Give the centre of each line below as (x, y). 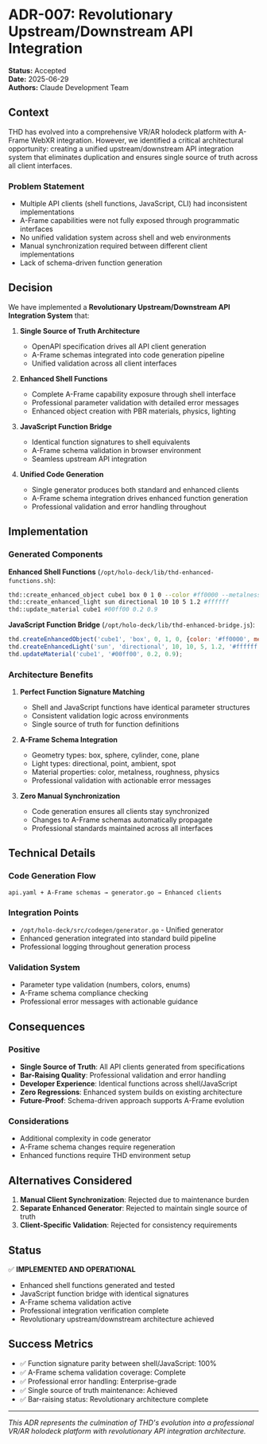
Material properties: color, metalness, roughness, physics (126, 772)
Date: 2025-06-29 (39, 79)
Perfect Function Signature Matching (82, 692)
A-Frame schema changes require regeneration (97, 1147)
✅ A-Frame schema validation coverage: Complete (103, 1372)
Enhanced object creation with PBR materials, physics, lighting (134, 411)
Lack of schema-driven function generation (91, 263)
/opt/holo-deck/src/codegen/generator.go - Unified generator (122, 930)
